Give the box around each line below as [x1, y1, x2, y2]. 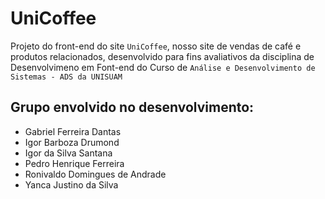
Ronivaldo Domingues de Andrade [24, 168, 167, 180]
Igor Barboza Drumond [24, 136, 120, 148]
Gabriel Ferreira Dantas [24, 125, 122, 137]
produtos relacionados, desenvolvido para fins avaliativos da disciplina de [10, 50, 315, 62]
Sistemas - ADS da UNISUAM [10, 72, 123, 82]
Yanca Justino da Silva [24, 178, 119, 191]
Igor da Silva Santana [24, 147, 113, 159]
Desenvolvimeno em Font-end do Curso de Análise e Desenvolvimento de [10, 61, 316, 73]
